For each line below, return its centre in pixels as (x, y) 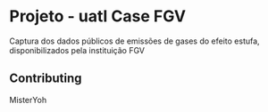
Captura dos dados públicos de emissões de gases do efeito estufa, (135, 41)
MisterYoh (28, 100)
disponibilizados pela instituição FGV (77, 50)
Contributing (46, 79)
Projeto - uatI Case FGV (97, 16)
